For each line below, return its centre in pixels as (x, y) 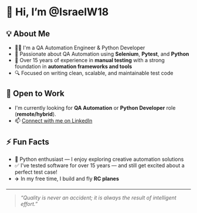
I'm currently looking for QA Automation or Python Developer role (95, 107)
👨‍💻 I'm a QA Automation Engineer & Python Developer (80, 48)
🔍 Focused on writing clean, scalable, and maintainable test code (94, 73)
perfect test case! (36, 172)
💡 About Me (28, 34)
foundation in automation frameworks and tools (73, 66)
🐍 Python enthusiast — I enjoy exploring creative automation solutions (99, 159)
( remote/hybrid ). (35, 114)
